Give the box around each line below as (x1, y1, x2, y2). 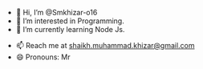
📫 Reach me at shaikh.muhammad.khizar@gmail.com (15, 41, 195, 50)
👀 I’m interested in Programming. (15, 16, 124, 26)
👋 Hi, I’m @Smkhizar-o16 (15, 8, 98, 17)
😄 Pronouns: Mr (15, 52, 71, 62)
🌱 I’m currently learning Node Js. (15, 25, 125, 34)
